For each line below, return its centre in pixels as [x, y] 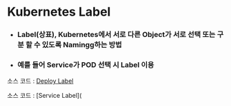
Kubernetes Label [59, 12]
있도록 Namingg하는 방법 [82, 45]
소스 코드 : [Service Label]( [44, 96]
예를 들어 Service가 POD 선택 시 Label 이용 [86, 65]
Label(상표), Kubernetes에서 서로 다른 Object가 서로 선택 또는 [116, 35]
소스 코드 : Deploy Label [40, 81]
